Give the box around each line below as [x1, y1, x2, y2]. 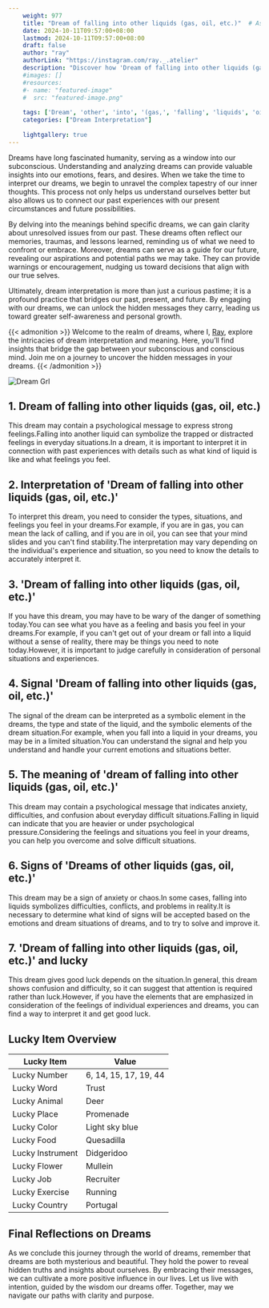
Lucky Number [12, 1069, 68, 1081]
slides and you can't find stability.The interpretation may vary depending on [8, 537, 258, 547]
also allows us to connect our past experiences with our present [8, 195, 220, 205]
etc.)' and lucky [8, 953, 88, 967]
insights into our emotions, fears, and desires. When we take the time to [8, 170, 246, 179]
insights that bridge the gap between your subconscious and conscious [8, 343, 245, 353]
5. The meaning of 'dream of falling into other [8, 768, 239, 781]
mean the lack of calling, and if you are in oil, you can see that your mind [8, 529, 248, 539]
